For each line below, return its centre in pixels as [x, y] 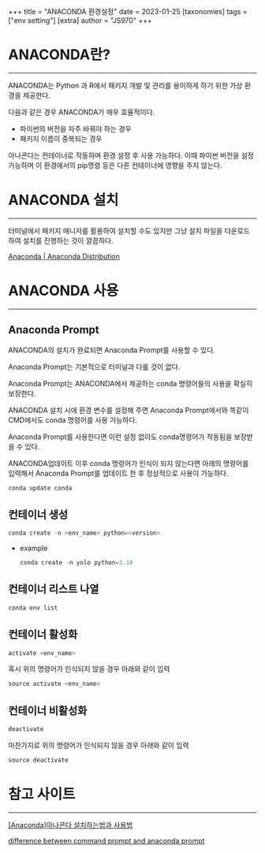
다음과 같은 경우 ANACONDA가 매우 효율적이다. [82, 112]
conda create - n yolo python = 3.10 [76, 563]
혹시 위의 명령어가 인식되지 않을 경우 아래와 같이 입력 [89, 669]
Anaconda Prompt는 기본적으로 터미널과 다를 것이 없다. [94, 367]
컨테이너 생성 [38, 514]
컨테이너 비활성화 [48, 711]
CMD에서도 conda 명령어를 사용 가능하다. [73, 419]
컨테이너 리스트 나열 [54, 589]
